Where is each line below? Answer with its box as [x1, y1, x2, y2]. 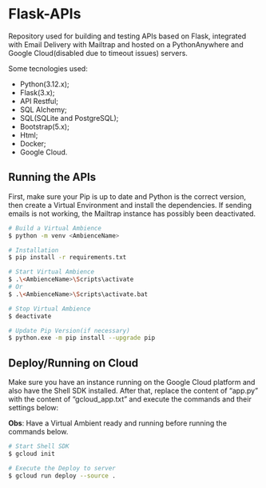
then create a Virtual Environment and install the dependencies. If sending [8, 200, 252, 210]
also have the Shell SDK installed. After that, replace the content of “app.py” [8, 386, 258, 396]
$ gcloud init [8, 450, 56, 458]
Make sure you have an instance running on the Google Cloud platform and [8, 378, 256, 387]
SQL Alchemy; [19, 105, 67, 114]
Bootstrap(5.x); [19, 122, 69, 131]
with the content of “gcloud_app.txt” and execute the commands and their [8, 394, 252, 404]
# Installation [8, 246, 59, 254]
